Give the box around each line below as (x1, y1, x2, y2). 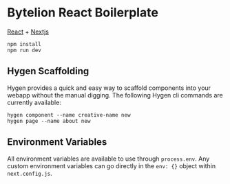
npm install (7, 41, 41, 47)
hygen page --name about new (7, 117, 91, 124)
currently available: (7, 98, 62, 106)
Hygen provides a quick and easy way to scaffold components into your (7, 84, 211, 92)
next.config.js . (7, 169, 53, 177)
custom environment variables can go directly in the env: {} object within (7, 161, 216, 170)
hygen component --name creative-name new (7, 111, 131, 118)
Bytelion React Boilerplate (7, 5, 158, 21)
